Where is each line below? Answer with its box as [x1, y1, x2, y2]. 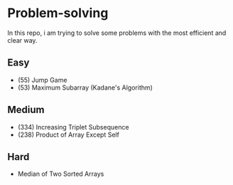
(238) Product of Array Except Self [17, 130, 119, 139]
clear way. [7, 36, 38, 44]
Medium [7, 104, 45, 116]
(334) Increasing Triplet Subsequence [17, 122, 129, 131]
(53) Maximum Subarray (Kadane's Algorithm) [17, 83, 153, 92]
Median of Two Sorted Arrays [17, 169, 104, 179]
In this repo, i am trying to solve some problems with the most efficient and [7, 28, 227, 37]
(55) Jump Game [17, 75, 67, 84]
